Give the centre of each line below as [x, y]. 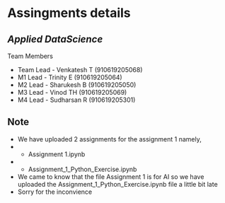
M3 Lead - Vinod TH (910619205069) [72, 92]
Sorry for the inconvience [55, 192]
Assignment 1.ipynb [57, 154]
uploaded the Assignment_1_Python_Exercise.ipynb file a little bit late [117, 184]
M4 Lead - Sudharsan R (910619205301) [76, 100]
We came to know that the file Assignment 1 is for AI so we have [111, 176]
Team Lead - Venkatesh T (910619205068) [80, 70]
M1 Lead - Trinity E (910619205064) [70, 77]
